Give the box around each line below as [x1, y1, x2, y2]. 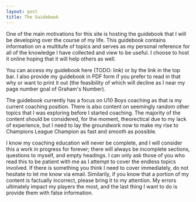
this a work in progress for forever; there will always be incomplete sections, [6, 145, 190, 153]
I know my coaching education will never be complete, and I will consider [6, 139, 183, 146]
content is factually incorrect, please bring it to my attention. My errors [6, 177, 177, 184]
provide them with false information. [6, 189, 94, 196]
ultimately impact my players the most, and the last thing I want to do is [6, 183, 178, 190]
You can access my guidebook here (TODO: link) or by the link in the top [6, 66, 180, 73]
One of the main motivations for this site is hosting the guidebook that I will [6, 30, 186, 37]
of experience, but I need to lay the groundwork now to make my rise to [6, 122, 178, 129]
